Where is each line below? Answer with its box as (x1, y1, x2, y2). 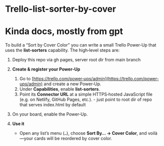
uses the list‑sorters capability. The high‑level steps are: (5, 48, 120, 53)
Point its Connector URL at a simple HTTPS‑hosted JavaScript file (19, 92, 153, 97)
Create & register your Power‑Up (12, 66, 81, 72)
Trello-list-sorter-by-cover (5, 3, 117, 15)
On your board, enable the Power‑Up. (12, 111, 88, 117)
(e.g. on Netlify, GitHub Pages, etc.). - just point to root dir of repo (19, 97, 152, 102)
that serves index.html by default (19, 102, 86, 108)
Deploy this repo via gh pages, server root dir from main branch (12, 57, 141, 63)
